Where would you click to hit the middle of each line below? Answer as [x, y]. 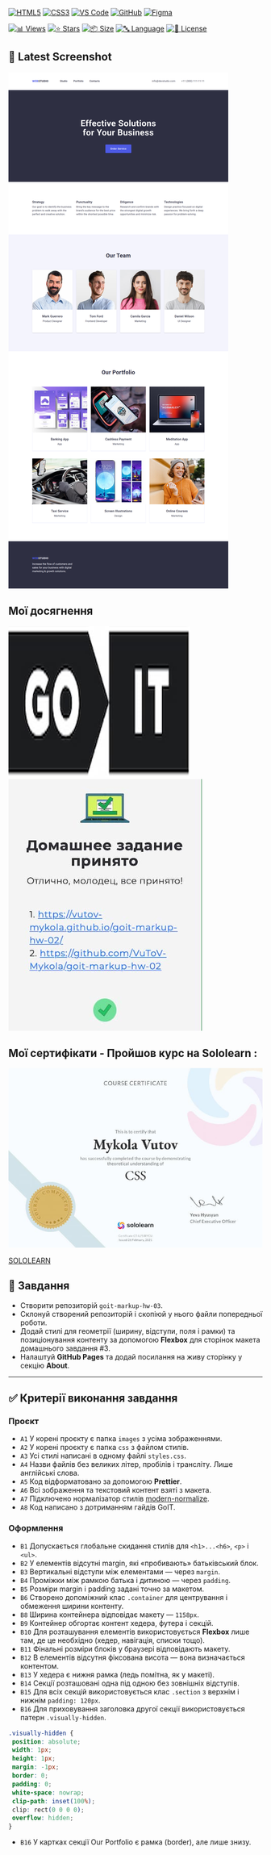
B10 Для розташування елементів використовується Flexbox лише [135, 1631]
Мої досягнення [51, 611]
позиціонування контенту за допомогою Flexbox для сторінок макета [140, 1339]
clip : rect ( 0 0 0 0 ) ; [48, 1810]
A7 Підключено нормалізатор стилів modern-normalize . [115, 1499]
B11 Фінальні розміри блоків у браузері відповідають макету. [125, 1648]
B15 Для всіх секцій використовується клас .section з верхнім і [129, 1691]
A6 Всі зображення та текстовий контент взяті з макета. [116, 1490]
